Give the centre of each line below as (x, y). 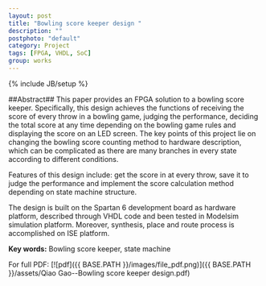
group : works (30, 61)
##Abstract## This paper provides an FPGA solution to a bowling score (127, 99)
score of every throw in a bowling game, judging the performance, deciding (133, 116)
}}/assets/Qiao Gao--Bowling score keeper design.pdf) (99, 273)
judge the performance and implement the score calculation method (121, 183)
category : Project (39, 46)
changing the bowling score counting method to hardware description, (125, 142)
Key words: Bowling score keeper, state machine (90, 249)
